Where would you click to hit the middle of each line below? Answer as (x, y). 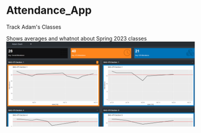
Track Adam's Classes (34, 27)
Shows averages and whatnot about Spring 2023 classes (77, 38)
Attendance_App (49, 10)
